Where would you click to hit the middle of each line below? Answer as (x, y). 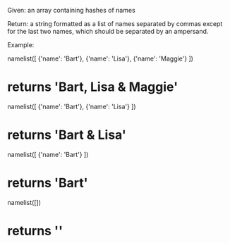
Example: (21, 45)
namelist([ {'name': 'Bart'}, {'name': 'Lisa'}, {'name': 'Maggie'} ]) (101, 58)
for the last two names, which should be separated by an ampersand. (108, 31)
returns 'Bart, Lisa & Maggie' (93, 87)
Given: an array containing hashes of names (71, 10)
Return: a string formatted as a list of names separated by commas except (115, 24)
